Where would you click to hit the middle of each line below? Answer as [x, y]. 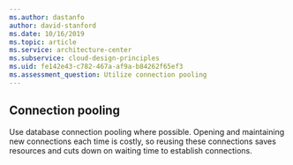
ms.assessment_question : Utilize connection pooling [108, 75]
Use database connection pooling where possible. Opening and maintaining [147, 131]
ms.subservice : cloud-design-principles [85, 58]
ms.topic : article [43, 42]
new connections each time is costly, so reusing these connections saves [143, 141]
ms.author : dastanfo [47, 17]
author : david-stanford [53, 26]
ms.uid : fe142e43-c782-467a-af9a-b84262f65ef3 [96, 67]
